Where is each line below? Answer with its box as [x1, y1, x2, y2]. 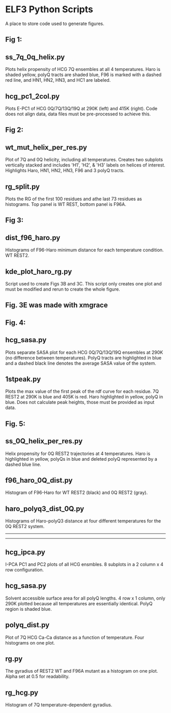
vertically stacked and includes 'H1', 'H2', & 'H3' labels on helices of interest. [5, 162, 165, 168]
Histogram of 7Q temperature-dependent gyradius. [5, 702, 112, 708]
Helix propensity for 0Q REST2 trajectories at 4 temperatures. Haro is [5, 450, 151, 457]
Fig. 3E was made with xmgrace [5, 301, 108, 310]
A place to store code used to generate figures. [5, 20, 104, 27]
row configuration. [5, 567, 44, 573]
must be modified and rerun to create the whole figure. [5, 286, 121, 292]
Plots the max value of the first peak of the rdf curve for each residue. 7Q [5, 388, 159, 394]
